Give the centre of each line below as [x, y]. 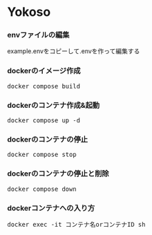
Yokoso [29, 12]
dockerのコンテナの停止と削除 [58, 173]
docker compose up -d [44, 121]
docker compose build [44, 86]
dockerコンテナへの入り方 [51, 208]
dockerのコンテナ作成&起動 [54, 105]
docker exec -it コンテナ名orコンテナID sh [76, 224]
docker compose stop [42, 155]
